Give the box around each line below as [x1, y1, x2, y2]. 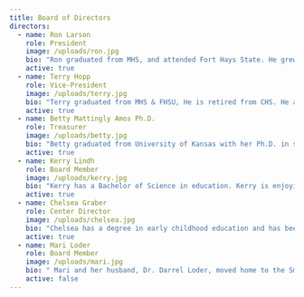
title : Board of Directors [9, 13, 111, 23]
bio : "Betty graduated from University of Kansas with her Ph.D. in [25, 139, 290, 148]
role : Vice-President [25, 81, 107, 90]
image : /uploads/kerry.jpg [25, 173, 128, 182]
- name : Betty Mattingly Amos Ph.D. [17, 114, 156, 123]
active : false [25, 274, 79, 283]
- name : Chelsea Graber [17, 198, 107, 208]
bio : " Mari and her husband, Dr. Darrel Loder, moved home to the [25, 266, 285, 275]
